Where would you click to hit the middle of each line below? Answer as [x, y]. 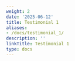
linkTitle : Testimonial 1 [37, 44]
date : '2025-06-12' [30, 17]
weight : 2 [18, 11]
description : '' [26, 38]
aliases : [17, 28]
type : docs [19, 49]
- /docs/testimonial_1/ [35, 33]
